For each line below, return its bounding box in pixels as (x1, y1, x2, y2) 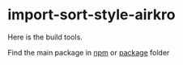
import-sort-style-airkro (7, 6, 176, 24)
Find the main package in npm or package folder (7, 47, 170, 57)
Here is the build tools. (7, 32, 83, 42)
